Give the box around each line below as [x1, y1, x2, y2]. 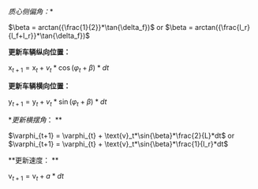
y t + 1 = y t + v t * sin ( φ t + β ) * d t [8, 97, 107, 108]
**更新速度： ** [8, 155, 59, 165]
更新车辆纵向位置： [8, 47, 71, 57]
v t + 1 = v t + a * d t [8, 171, 65, 183]
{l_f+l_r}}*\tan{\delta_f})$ [8, 31, 91, 40]
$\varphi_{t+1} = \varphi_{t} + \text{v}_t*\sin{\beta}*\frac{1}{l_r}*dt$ [8, 139, 229, 148]
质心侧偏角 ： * [8, 7, 54, 16]
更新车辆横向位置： [8, 81, 71, 91]
